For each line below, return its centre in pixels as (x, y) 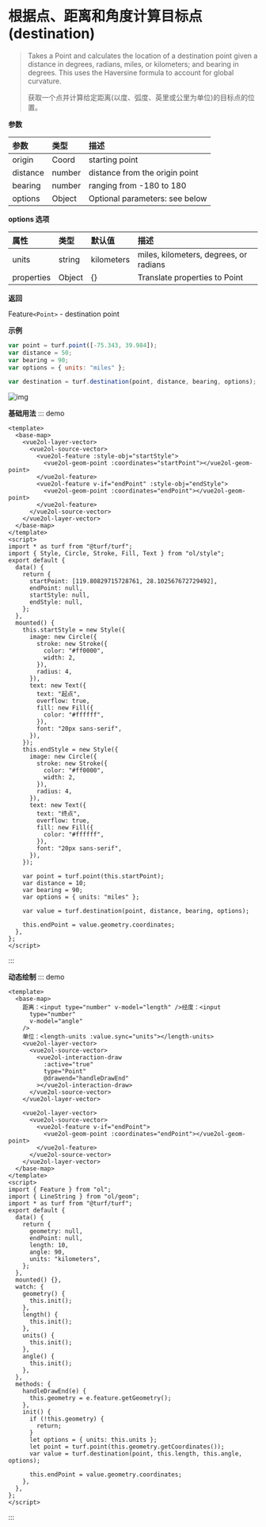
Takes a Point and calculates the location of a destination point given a (142, 56)
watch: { (30, 1287)
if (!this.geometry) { (66, 1419)
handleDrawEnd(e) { (55, 1391)
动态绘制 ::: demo (36, 977)
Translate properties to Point (190, 277)
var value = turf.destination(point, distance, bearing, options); (136, 911)
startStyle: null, (59, 595)
